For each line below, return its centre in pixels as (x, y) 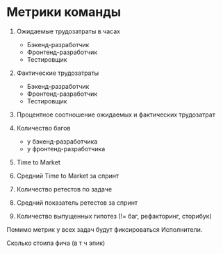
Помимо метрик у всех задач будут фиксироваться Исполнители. (105, 229)
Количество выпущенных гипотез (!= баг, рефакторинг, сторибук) (114, 216)
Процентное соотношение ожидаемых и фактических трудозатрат (116, 115)
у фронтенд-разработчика (66, 149)
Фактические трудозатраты (58, 73)
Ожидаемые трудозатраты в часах (68, 31)
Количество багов (43, 128)
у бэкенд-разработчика (62, 141)
